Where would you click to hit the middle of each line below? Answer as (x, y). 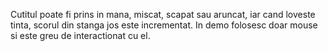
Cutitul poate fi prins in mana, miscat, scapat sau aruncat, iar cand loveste (163, 14)
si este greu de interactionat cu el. (80, 35)
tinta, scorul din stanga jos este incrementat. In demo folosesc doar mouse (164, 25)
